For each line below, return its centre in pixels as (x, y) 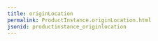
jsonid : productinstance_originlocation (67, 26)
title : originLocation (40, 14)
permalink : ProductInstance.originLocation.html (79, 20)
